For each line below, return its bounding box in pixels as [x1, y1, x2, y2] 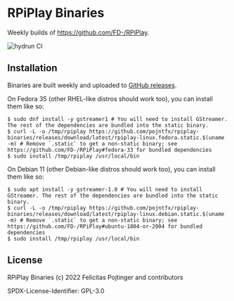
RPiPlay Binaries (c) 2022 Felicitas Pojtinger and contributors [7, 273, 184, 281]
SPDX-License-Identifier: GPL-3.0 [7, 286, 105, 295]
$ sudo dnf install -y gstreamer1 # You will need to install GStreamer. [7, 115, 228, 122]
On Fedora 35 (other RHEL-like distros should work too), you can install [7, 94, 213, 103]
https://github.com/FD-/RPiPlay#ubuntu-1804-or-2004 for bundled [7, 223, 202, 230]
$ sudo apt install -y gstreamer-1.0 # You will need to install [7, 186, 202, 193]
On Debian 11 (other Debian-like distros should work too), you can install [7, 165, 216, 173]
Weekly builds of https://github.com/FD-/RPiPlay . [7, 28, 150, 37]
